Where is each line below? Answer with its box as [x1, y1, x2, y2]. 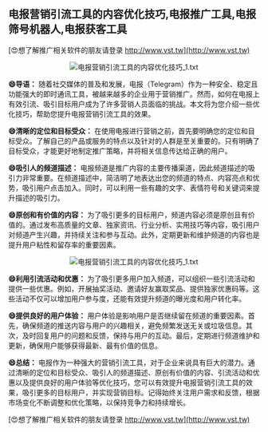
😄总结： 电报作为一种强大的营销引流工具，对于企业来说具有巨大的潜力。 [8, 358, 249, 367]
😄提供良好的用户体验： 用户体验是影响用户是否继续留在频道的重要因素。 [8, 311, 249, 320]
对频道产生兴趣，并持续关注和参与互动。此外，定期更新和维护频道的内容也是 [8, 230, 260, 240]
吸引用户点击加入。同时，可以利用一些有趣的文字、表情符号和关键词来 [22, 183, 253, 192]
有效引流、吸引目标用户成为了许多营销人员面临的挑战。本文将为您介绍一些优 [8, 99, 260, 109]
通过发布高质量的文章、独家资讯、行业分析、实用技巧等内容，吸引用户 [29, 220, 260, 229]
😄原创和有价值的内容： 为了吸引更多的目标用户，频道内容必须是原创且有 [8, 210, 249, 220]
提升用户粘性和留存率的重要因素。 [8, 240, 120, 249]
